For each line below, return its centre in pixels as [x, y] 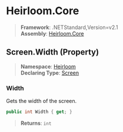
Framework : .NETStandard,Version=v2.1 [69, 27]
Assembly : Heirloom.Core [52, 33]
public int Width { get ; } [39, 112]
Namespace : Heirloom [48, 66]
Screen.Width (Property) [52, 52]
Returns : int [36, 123]
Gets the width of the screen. [41, 101]
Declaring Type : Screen [50, 73]
